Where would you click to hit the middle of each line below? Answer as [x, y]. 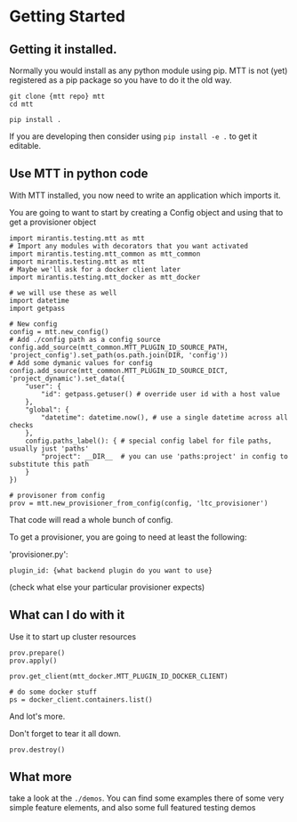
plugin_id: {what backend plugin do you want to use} [111, 570]
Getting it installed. [63, 49]
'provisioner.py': [39, 554]
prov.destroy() [37, 750]
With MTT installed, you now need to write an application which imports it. [145, 195]
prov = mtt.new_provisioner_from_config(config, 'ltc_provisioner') [139, 503]
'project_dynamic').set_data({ [67, 378]
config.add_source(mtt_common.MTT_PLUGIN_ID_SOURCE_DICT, [119, 370]
